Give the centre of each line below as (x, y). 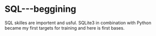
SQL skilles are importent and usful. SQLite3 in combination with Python (78, 23)
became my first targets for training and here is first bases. (65, 28)
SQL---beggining (40, 9)
